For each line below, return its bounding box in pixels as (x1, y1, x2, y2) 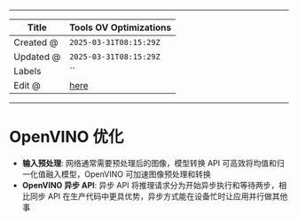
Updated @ (13, 50, 61, 63)
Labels (13, 65, 42, 77)
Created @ (13, 36, 59, 49)
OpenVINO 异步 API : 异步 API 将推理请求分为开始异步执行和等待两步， (21, 179, 279, 190)
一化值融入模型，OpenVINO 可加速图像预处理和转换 (21, 169, 211, 179)
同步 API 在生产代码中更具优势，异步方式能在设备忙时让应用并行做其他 (29, 191, 288, 202)
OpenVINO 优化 (9, 127, 124, 147)
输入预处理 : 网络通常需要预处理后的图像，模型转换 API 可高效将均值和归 (21, 157, 286, 168)
